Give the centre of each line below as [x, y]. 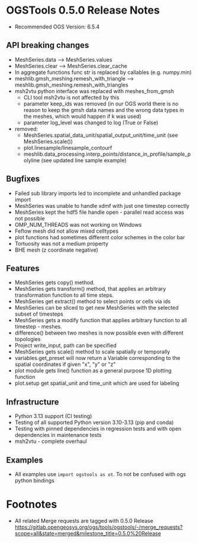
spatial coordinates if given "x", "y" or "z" [65, 364]
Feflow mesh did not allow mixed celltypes [67, 231]
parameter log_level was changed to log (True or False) [91, 123]
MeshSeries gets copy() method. [55, 282]
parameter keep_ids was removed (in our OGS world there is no [101, 104]
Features [23, 268]
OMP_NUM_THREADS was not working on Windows [78, 224]
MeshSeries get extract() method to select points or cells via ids [93, 301]
